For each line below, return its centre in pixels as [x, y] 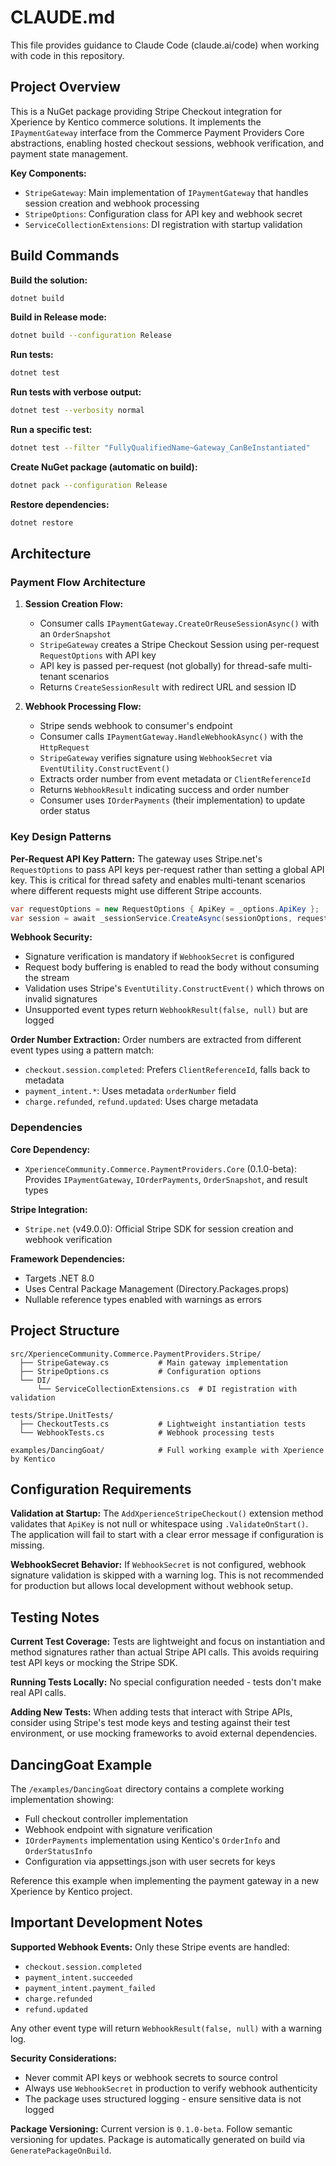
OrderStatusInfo [58, 1851]
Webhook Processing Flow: [83, 707]
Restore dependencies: [60, 504]
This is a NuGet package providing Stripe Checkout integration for [146, 111]
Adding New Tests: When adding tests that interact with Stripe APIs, [151, 1712]
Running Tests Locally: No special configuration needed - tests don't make [166, 1682]
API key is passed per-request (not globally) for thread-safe [163, 666]
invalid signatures [61, 999]
